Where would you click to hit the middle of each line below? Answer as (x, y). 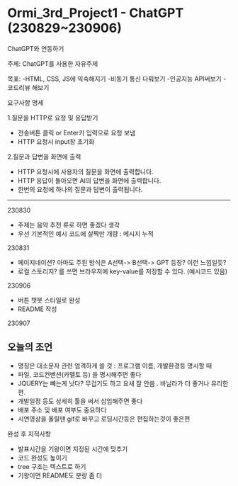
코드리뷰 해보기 (28, 87)
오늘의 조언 (30, 347)
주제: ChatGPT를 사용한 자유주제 (53, 63)
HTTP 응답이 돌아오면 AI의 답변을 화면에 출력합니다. (89, 180)
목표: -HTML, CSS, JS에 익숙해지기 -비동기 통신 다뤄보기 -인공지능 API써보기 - (117, 79)
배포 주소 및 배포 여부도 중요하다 (62, 409)
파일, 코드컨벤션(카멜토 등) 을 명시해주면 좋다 (79, 374)
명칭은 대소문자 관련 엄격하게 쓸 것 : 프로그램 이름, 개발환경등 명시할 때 (115, 366)
